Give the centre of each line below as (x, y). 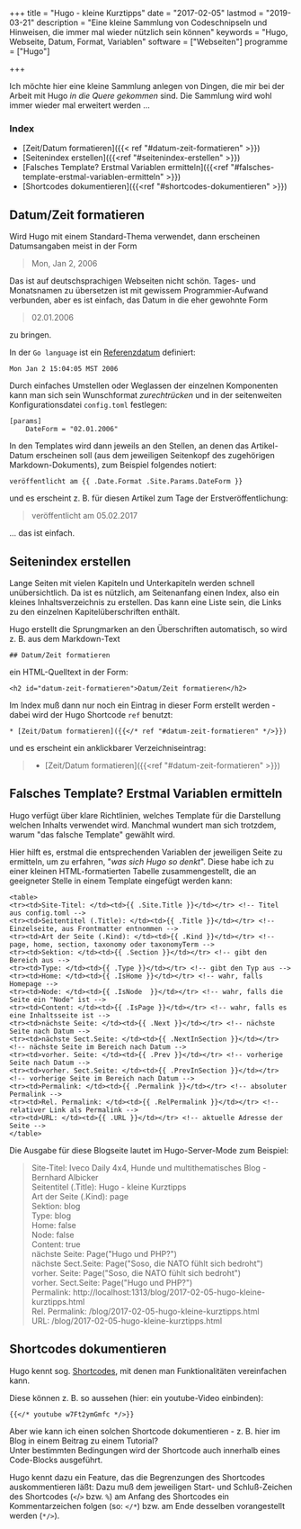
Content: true (56, 1244)
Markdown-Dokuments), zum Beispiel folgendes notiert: (113, 465)
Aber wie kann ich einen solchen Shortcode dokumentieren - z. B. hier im (145, 1431)
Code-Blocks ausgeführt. (56, 1460)
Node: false (53, 1235)
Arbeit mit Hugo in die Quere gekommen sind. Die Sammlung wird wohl (141, 95)
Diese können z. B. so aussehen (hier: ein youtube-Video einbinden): (136, 1398)
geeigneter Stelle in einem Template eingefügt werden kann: (121, 881)
